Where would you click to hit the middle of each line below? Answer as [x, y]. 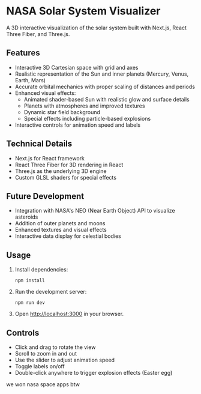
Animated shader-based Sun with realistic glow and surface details [107, 99]
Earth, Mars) [30, 80]
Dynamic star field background [62, 112]
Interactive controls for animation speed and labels [78, 125]
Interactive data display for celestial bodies [68, 236]
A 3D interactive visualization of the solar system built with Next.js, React [97, 28]
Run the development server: [51, 292]
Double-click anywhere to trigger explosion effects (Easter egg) [94, 373]
